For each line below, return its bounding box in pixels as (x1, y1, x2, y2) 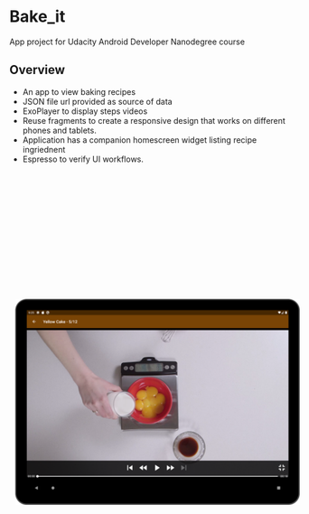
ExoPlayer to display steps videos (22, 106, 148, 117)
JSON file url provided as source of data (22, 96, 173, 107)
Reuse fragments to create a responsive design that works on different (22, 115, 286, 126)
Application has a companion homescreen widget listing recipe (22, 134, 257, 145)
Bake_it (9, 6, 66, 27)
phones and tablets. (22, 125, 97, 136)
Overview (9, 62, 66, 78)
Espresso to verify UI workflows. (22, 154, 145, 164)
